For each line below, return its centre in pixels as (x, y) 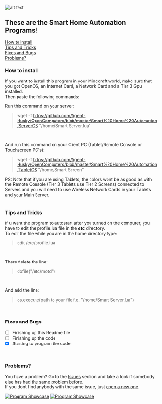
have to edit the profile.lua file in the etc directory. (55, 228)
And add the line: (22, 290)
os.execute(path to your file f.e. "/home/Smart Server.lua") (75, 300)
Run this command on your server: (40, 106)
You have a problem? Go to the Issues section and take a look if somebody (80, 377)
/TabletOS (27, 170)
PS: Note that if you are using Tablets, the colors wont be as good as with (79, 179)
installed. (14, 91)
